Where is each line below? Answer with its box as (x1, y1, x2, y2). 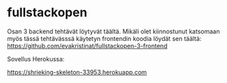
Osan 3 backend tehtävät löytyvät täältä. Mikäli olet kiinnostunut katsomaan (7, 27, 220, 35)
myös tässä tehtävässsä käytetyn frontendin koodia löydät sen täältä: (7, 34, 202, 42)
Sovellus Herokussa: (7, 54, 65, 63)
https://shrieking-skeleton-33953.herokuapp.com (7, 68, 147, 76)
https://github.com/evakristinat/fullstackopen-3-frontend (7, 41, 168, 50)
